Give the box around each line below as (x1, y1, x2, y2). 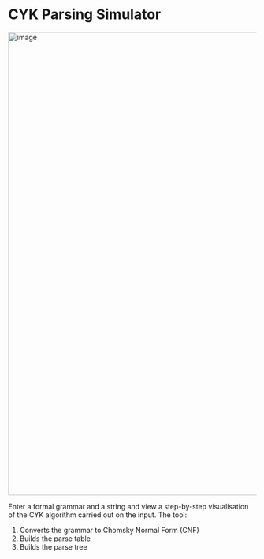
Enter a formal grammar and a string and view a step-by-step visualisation (8, 501, 249, 511)
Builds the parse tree (19, 542, 88, 551)
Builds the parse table (19, 534, 91, 543)
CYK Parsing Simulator (8, 6, 162, 24)
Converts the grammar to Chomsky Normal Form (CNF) (19, 525, 199, 535)
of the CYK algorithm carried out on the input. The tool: (8, 510, 188, 520)
